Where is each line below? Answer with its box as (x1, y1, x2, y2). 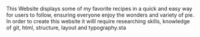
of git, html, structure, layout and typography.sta (6, 24, 127, 31)
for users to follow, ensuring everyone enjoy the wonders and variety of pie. (6, 11, 195, 18)
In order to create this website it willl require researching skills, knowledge (6, 18, 190, 24)
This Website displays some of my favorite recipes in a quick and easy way (6, 5, 193, 12)
